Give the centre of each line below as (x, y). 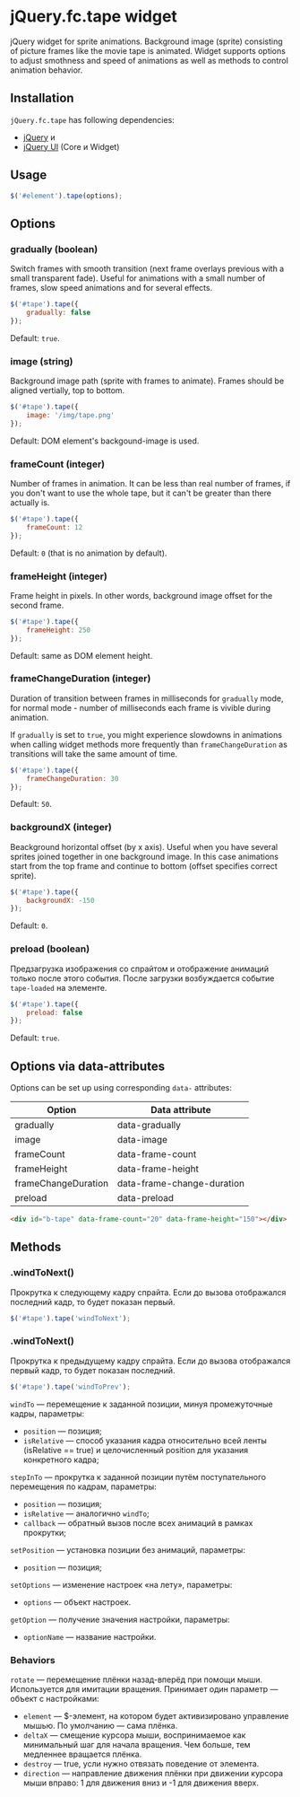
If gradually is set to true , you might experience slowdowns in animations (146, 734)
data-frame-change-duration (181, 1184)
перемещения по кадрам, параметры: (84, 1486)
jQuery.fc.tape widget (94, 17)
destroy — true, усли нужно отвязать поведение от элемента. (141, 1764)
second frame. (37, 605)
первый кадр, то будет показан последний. (93, 1370)
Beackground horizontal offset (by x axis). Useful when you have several (144, 846)
